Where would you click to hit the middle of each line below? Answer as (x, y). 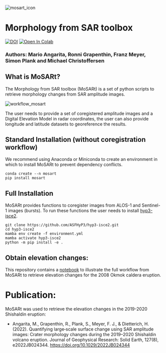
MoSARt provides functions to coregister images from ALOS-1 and (73, 205)
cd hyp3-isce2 (20, 230)
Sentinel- (151, 205)
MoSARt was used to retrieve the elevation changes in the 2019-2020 (76, 309)
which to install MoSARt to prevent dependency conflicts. (64, 165)
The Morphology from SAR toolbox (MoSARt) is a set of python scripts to (80, 89)
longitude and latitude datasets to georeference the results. (66, 124)
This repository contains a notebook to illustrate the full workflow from (77, 270)
